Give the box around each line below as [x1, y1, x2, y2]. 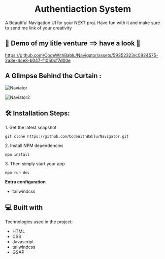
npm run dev [5, 171, 30, 175]
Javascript [12, 239, 34, 245]
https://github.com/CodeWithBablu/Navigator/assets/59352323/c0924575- [5, 52, 159, 58]
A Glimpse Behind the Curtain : [5, 72, 102, 80]
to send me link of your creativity [5, 25, 72, 30]
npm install [5, 152, 30, 157]
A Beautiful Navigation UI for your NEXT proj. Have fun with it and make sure [5, 20, 160, 26]
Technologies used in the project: [5, 219, 73, 225]
